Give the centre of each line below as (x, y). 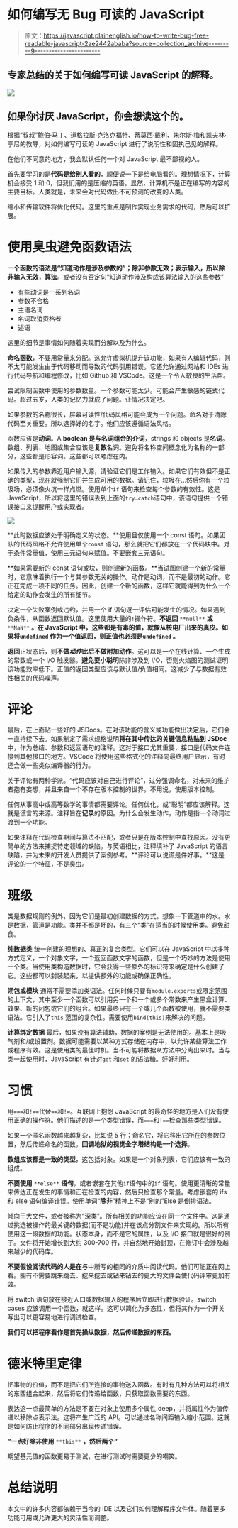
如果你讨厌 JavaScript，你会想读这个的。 (98, 117)
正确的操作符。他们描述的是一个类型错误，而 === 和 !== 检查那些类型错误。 (119, 1120)
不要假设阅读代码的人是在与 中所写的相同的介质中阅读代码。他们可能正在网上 (119, 1267)
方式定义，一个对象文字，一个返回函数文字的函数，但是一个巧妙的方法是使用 (119, 958)
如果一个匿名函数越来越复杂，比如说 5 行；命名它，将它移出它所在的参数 (113, 1136)
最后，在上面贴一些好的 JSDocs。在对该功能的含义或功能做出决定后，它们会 (119, 730)
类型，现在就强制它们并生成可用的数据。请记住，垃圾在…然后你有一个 (122, 480)
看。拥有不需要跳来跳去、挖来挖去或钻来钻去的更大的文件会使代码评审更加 (116, 1275)
